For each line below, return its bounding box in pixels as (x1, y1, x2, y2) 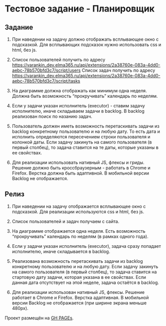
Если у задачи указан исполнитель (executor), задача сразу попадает (11, 243, 161, 249)
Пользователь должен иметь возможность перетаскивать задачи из (11, 123, 159, 129)
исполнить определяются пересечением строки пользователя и (11, 134, 150, 139)
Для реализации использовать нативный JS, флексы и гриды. (11, 159, 144, 166)
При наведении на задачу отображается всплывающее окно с (11, 203, 146, 209)
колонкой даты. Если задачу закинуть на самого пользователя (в (11, 139, 152, 145)
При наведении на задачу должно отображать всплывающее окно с (11, 36, 159, 42)
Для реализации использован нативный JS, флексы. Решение (11, 289, 145, 295)
